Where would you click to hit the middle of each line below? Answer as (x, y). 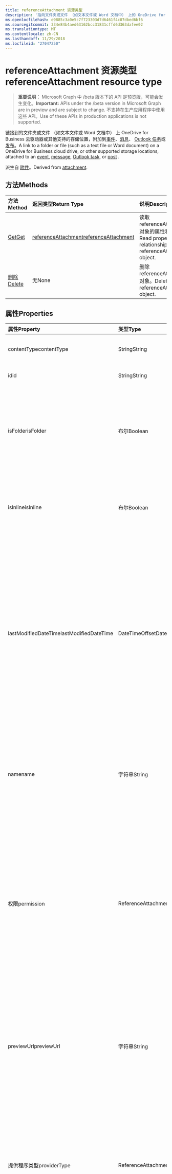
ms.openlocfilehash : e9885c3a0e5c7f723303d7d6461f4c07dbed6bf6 (74, 20)
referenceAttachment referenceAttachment (83, 237)
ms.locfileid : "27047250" (33, 44)
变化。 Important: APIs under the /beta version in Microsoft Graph (92, 103)
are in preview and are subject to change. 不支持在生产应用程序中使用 (91, 110)
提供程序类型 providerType (39, 1166)
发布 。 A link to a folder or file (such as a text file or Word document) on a (82, 145)
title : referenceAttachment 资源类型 (44, 10)
